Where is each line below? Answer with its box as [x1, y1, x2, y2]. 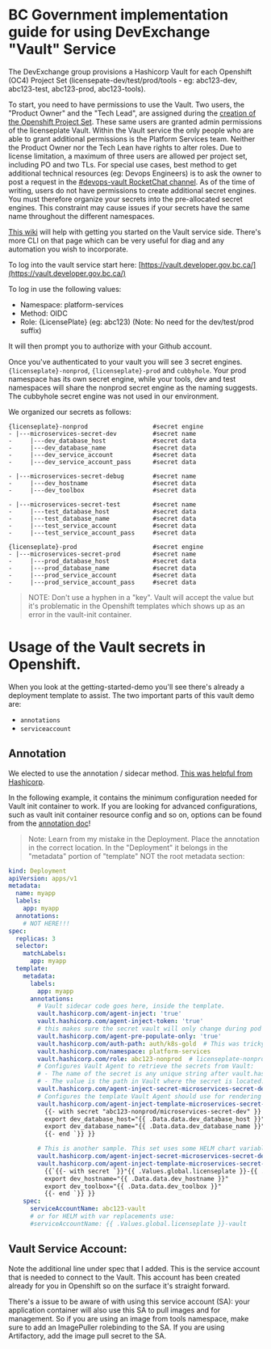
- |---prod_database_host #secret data [8, 556, 197, 565]
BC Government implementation [8, 6, 228, 24]
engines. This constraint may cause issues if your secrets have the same [8, 202, 250, 212]
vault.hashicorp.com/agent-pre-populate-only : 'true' [37, 1032, 222, 1040]
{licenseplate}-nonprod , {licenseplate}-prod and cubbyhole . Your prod [8, 366, 247, 375]
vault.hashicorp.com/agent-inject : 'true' [37, 1009, 182, 1018]
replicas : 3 [15, 934, 56, 943]
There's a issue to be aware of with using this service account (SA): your [8, 1296, 250, 1306]
